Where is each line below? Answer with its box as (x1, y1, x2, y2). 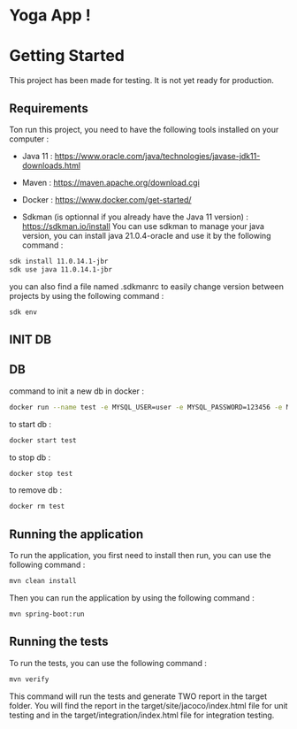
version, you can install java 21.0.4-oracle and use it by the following (21, 230, 271, 241)
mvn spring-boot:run (9, 610, 86, 618)
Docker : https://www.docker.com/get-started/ (21, 194, 192, 204)
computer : (9, 134, 49, 144)
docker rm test (9, 502, 65, 511)
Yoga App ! (9, 5, 91, 26)
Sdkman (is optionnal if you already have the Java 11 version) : (21, 211, 249, 222)
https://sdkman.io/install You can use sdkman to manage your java (21, 220, 265, 231)
